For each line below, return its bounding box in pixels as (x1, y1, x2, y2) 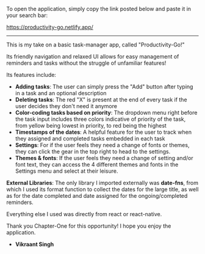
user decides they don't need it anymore (15, 103, 118, 109)
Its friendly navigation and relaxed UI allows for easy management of (6, 53, 179, 60)
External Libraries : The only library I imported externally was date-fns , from (6, 180, 198, 186)
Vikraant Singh (15, 241, 54, 248)
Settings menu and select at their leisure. (15, 167, 118, 175)
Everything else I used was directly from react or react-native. (6, 211, 162, 217)
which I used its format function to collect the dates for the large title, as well (6, 186, 199, 193)
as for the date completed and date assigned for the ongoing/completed (6, 192, 188, 199)
